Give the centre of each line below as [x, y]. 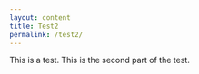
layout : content [40, 18]
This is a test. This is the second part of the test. [100, 60]
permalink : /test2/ [46, 34]
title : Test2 [34, 26]
